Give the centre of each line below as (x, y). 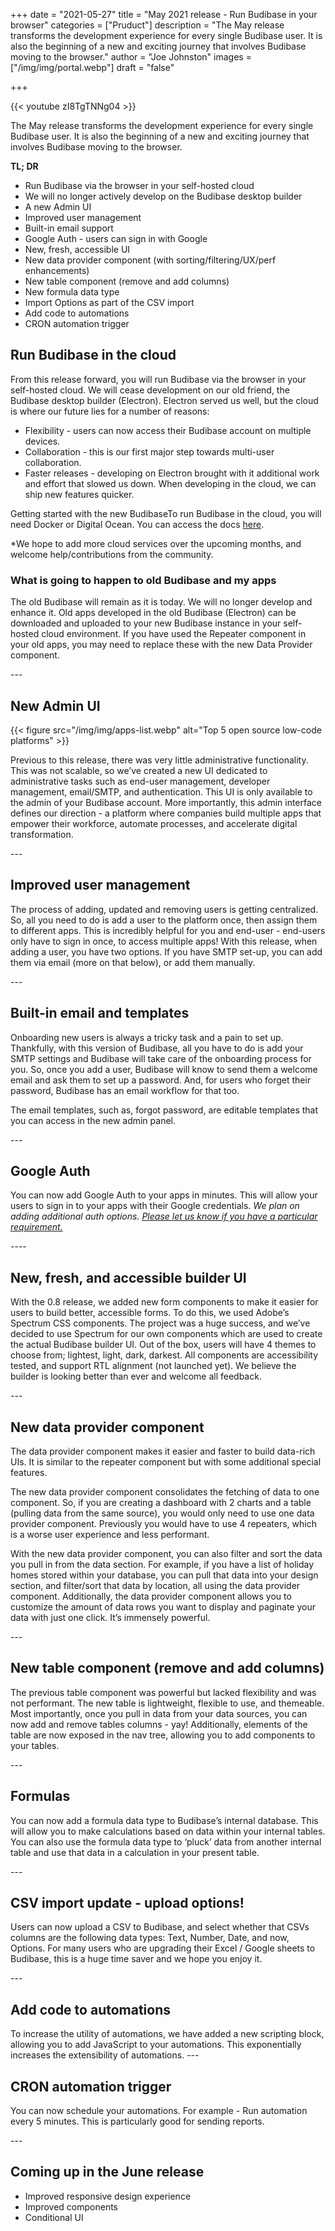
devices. (42, 441)
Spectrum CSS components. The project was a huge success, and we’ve (160, 1323)
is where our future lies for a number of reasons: (110, 411)
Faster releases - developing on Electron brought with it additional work (172, 473)
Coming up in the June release (107, 2172)
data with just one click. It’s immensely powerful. (110, 1617)
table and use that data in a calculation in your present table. (135, 1852)
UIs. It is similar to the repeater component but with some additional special (166, 1461)
